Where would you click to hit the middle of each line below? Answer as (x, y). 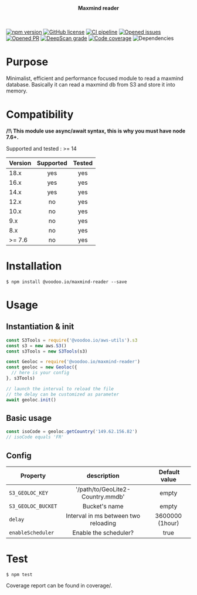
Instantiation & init (40, 327)
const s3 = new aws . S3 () (36, 345)
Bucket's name (103, 506)
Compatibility (40, 114)
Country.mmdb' (103, 497)
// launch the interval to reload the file (60, 389)
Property (33, 476)
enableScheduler (32, 533)
